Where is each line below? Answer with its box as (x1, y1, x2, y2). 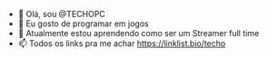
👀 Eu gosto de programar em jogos (17, 18, 149, 29)
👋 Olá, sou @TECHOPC (17, 9, 106, 19)
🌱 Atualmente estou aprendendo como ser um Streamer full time (17, 28, 260, 38)
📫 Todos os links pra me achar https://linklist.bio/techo (17, 38, 226, 49)
